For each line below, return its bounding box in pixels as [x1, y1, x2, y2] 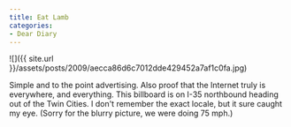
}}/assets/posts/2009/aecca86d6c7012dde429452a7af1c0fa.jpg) [9, 63, 248, 73]
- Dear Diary [9, 29, 57, 38]
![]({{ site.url [9, 54, 54, 64]
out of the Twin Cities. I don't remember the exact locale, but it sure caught [9, 99, 283, 109]
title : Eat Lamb [9, 12, 69, 22]
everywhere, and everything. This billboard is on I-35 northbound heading [9, 89, 279, 100]
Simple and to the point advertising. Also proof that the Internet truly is [9, 80, 266, 91]
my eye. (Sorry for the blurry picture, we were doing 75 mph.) [9, 108, 234, 119]
